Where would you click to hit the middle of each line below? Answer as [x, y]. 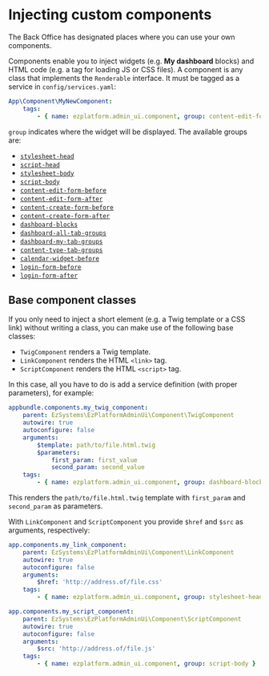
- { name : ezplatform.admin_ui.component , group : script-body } [147, 664]
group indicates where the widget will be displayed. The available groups [128, 132]
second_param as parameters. [56, 506]
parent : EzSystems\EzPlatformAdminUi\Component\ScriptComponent [132, 619]
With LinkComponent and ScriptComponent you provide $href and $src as [126, 522]
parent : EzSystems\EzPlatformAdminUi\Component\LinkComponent [128, 552]
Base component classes [72, 300]
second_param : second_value [98, 468]
